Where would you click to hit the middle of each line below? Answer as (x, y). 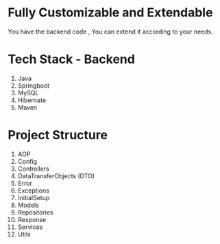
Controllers (34, 169)
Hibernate (32, 100)
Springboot (34, 85)
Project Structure (58, 135)
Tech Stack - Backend (72, 59)
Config (27, 161)
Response (32, 219)
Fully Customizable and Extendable (110, 13)
